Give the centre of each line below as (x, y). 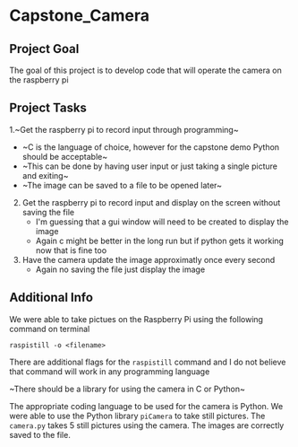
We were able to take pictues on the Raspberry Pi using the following (136, 319)
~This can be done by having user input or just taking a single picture (149, 166)
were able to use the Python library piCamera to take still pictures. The (137, 416)
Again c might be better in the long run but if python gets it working (160, 241)
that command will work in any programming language (110, 371)
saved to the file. (40, 434)
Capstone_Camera (80, 16)
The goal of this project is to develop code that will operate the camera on (145, 70)
